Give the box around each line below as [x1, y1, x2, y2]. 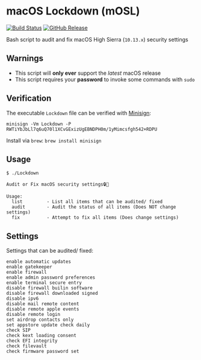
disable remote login [6, 312, 61, 318]
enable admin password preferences [6, 274, 96, 281]
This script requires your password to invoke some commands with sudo [14, 75, 195, 83]
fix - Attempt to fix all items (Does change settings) [11, 215, 179, 221]
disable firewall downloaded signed [6, 291, 98, 297]
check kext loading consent [6, 333, 77, 339]
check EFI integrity [6, 338, 58, 344]
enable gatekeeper [6, 264, 52, 270]
